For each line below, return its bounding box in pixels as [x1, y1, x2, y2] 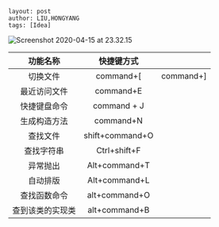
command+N [94, 115, 143, 126]
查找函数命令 [20, 190, 69, 201]
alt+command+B [86, 205, 150, 215]
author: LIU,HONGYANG [8, 14, 80, 22]
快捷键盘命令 [20, 101, 69, 111]
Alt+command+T [86, 160, 151, 171]
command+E [94, 86, 143, 96]
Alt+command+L [86, 175, 150, 186]
